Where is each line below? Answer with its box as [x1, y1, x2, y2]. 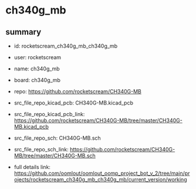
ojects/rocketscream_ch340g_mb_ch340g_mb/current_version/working [13, 176, 187, 183]
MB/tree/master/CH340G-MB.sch [13, 152, 96, 159]
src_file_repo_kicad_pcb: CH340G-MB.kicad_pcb [13, 99, 133, 106]
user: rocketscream [13, 54, 62, 60]
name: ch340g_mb [13, 65, 60, 72]
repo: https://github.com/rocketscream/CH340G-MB [13, 88, 142, 95]
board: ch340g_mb [13, 77, 61, 83]
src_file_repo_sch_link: [13, 146, 69, 153]
